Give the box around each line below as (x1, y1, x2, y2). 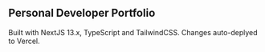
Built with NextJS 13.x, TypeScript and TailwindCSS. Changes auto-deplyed (8, 27, 259, 37)
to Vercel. (8, 36, 40, 46)
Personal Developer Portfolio (8, 6, 156, 20)
